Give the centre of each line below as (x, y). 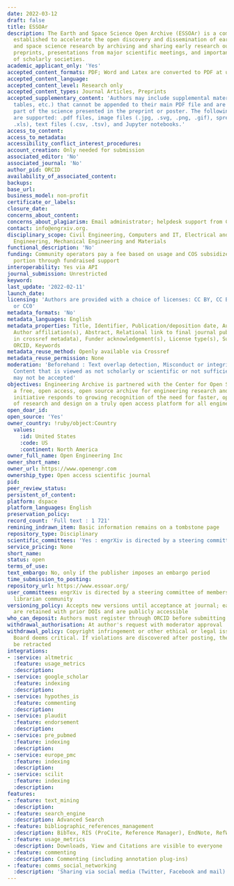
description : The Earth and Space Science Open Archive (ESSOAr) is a (112, 33)
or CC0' (25, 306)
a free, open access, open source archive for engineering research (115, 391)
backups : (20, 183)
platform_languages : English (49, 508)
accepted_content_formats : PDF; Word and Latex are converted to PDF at (115, 72)
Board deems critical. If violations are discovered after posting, (115, 638)
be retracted (32, 644)
